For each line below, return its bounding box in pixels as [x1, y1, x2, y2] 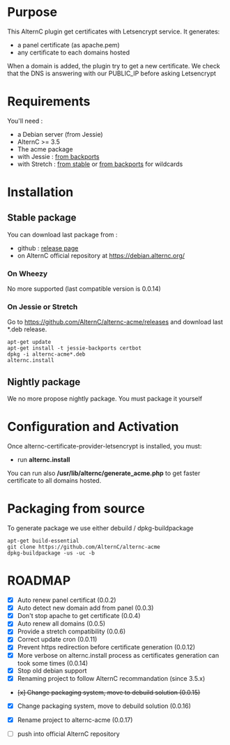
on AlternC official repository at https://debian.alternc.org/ [17, 251, 185, 259]
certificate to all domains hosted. [7, 476, 102, 485]
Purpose [7, 4, 58, 20]
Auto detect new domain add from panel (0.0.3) [17, 604, 154, 612]
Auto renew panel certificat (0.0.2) [17, 596, 116, 604]
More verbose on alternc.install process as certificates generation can [17, 651, 220, 659]
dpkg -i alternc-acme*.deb [7, 351, 86, 358]
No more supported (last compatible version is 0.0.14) [7, 285, 162, 293]
